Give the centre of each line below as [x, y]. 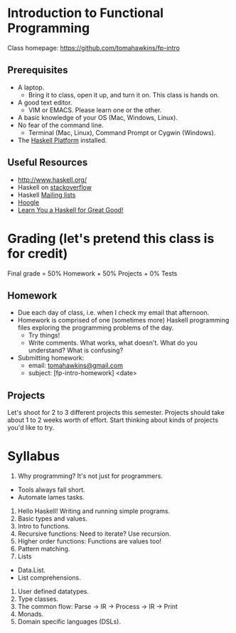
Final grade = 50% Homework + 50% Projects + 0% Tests [92, 273]
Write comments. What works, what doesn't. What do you [113, 343]
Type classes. [38, 599]
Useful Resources [48, 162]
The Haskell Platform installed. [62, 140]
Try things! [44, 335]
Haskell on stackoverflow [55, 187]
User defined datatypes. [53, 592]
